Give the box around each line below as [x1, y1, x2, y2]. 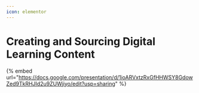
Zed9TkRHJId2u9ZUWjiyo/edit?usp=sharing [6, 80, 115, 87]
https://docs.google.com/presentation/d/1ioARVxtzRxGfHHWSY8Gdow [18, 73, 193, 81]
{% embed [6, 67, 33, 74]
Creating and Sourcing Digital [6, 34, 155, 48]
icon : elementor [6, 8, 47, 15]
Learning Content [6, 47, 96, 61]
